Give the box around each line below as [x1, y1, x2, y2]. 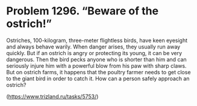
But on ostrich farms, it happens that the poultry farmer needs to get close [6, 68, 191, 75]
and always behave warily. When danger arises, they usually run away [6, 43, 181, 50]
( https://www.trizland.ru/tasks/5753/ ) [6, 93, 99, 100]
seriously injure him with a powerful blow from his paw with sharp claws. [6, 62, 187, 69]
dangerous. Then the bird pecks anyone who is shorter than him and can [6, 56, 187, 63]
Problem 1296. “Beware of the [6, 4, 158, 18]
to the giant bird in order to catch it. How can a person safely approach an [6, 75, 190, 82]
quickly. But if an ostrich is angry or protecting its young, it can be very [6, 49, 183, 56]
